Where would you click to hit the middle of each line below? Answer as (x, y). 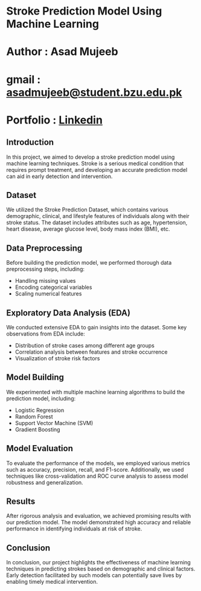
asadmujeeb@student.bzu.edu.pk (94, 92)
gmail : (24, 79)
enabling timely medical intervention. (52, 582)
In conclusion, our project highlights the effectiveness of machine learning (99, 563)
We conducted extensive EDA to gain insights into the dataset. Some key (97, 327)
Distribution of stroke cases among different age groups (85, 345)
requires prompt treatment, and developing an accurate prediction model (97, 170)
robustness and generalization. (45, 482)
